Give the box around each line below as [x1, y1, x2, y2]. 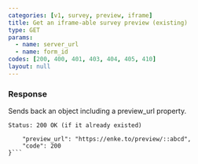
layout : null [8, 63, 51, 71]
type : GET [8, 26, 41, 34]
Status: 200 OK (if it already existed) [8, 122, 143, 129]
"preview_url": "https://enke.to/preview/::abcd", [22, 135, 192, 144]
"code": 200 [22, 142, 61, 150]
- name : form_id [15, 48, 68, 56]
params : [8, 33, 34, 42]
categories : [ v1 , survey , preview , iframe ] [8, 11, 153, 20]
